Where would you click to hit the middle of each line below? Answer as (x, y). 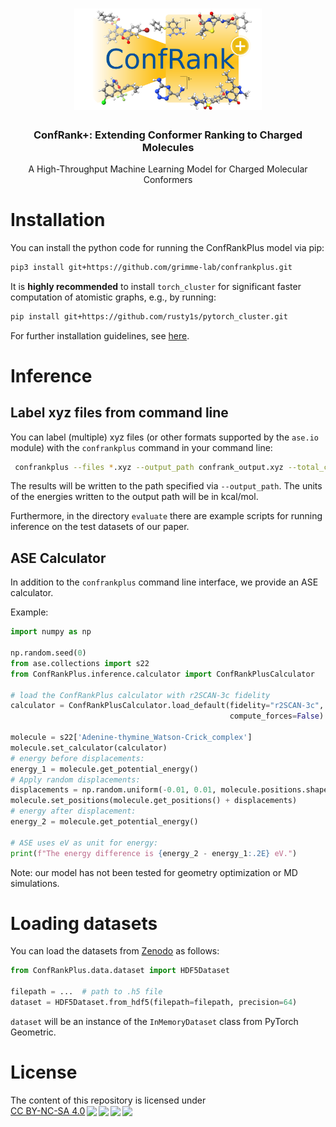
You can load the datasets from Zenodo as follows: (115, 951)
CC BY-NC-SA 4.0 (48, 1110)
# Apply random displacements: (75, 779)
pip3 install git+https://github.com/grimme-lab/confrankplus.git (151, 267)
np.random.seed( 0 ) (48, 653)
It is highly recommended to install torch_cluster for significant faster (156, 286)
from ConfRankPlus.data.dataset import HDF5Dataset (120, 971)
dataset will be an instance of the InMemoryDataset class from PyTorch (154, 1021)
